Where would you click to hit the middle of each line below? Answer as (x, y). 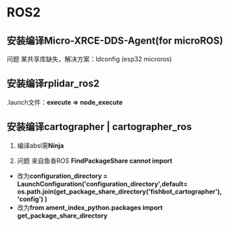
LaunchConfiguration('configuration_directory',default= (102, 183)
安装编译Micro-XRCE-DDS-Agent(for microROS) (115, 40)
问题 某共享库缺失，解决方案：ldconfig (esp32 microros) (89, 59)
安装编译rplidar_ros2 (53, 84)
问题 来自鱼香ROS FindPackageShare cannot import (94, 161)
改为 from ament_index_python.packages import (90, 207)
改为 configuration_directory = (62, 176)
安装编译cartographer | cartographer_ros (99, 127)
